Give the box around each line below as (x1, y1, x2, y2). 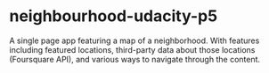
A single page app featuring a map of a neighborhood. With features (9, 35, 260, 46)
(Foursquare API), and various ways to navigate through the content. (9, 54, 261, 64)
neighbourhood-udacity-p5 (9, 6, 218, 26)
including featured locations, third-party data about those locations (9, 44, 256, 55)
